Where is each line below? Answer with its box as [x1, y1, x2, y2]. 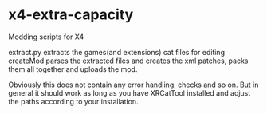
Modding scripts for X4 [8, 32, 84, 41]
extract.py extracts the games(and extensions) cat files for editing [8, 47, 226, 57]
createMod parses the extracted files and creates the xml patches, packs [8, 56, 249, 65]
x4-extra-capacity [8, 6, 134, 24]
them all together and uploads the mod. [8, 64, 138, 73]
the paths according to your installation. [8, 96, 139, 106]
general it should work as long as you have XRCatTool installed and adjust [8, 88, 251, 97]
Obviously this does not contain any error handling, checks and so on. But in [8, 80, 259, 89]
